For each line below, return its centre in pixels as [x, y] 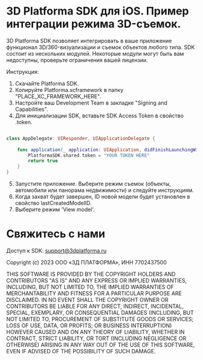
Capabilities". [31, 109]
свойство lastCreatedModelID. [53, 203]
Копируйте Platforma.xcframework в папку [69, 90]
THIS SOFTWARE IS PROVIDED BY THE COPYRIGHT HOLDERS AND [91, 274]
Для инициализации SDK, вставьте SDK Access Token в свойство [99, 116]
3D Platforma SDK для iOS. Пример [98, 11]
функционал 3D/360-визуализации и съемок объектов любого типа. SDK [101, 47]
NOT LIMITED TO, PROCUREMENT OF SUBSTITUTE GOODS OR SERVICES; [100, 319]
